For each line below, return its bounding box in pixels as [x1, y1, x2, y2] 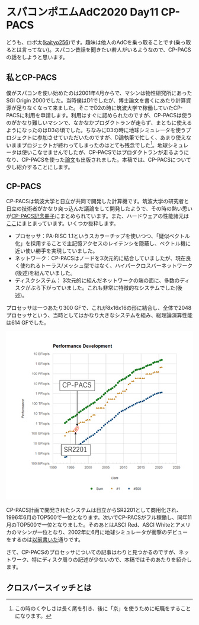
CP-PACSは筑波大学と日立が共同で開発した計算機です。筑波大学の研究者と [6, 198, 190, 205]
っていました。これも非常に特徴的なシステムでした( [51, 284, 178, 291]
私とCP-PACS [6, 72, 57, 83]
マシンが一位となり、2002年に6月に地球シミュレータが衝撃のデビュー [16, 528, 188, 536]
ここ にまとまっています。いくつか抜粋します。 [6, 220, 119, 227]
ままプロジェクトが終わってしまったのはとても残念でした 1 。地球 [11, 140, 168, 149]
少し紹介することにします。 [6, 164, 73, 171]
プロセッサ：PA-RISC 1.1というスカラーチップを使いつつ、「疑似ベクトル [14, 232, 190, 240]
